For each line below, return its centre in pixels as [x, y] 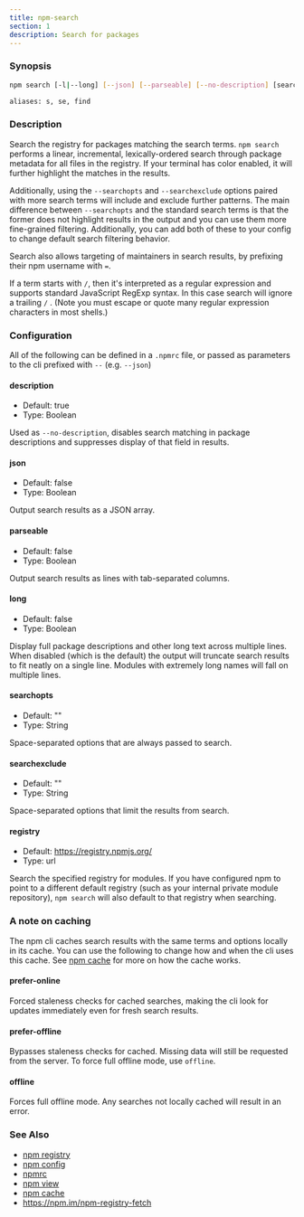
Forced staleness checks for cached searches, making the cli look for [139, 1001]
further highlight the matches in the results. [90, 173]
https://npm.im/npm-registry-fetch [87, 1203]
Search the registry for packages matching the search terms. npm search [144, 144]
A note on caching [50, 921]
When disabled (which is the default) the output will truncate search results [149, 656]
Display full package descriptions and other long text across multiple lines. [148, 646]
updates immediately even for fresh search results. [104, 1010]
